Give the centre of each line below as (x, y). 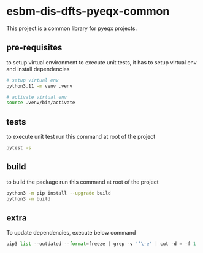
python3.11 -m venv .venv (39, 86)
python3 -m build (29, 199)
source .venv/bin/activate (41, 103)
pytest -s (19, 148)
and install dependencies (38, 69)
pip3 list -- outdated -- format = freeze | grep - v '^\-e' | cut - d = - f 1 (101, 244)
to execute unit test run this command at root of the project (81, 137)
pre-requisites (34, 48)
